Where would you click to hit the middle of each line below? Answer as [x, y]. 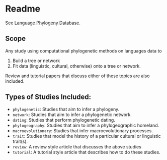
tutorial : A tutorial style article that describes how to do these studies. [86, 152]
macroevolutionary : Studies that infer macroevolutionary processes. [83, 130]
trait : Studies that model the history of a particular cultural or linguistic [87, 136]
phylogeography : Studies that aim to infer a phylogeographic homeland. [86, 125]
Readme [23, 9]
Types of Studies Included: [48, 97]
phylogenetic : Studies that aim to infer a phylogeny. [66, 109]
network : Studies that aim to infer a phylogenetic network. [72, 115]
